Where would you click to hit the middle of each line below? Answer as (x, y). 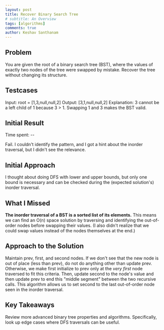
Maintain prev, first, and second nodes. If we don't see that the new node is (82, 258)
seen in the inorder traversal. (34, 290)
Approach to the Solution (44, 246)
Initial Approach (30, 165)
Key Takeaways (30, 305)
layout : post (19, 10)
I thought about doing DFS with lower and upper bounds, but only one (76, 177)
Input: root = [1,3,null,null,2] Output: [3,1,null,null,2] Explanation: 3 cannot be (82, 102)
